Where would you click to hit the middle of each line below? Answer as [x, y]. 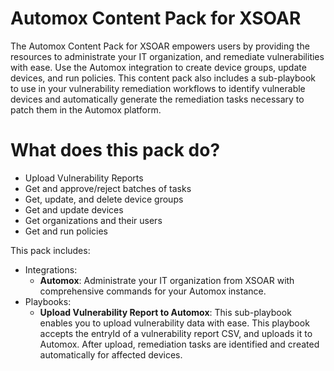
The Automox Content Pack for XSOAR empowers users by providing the [160, 46]
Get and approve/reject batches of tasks [108, 188]
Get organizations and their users [93, 220]
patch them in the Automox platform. [86, 109]
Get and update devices [74, 209]
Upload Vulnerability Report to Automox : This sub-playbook [165, 312]
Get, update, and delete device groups [104, 199]
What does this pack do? [115, 150]
